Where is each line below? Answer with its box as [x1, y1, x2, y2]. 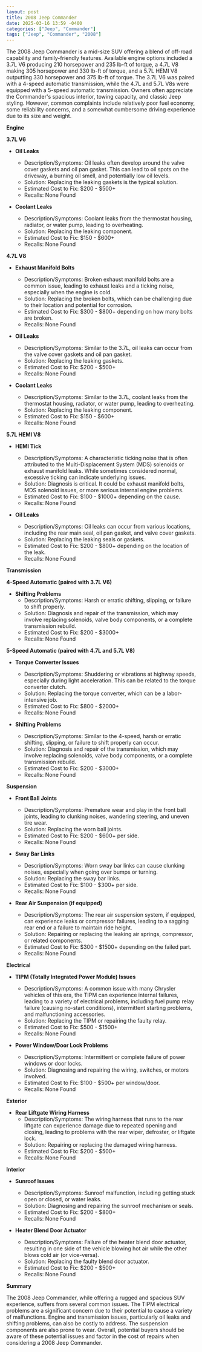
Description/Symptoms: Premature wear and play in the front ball [24, 806, 186, 814]
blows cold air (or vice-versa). [24, 1251, 100, 1259]
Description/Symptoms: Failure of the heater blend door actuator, [24, 1239, 187, 1246]
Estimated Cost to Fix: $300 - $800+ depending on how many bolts [24, 308, 193, 315]
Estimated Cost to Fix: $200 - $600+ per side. [24, 832, 139, 839]
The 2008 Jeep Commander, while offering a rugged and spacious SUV [6, 1294, 185, 1302]
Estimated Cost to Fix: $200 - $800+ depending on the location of [24, 542, 189, 550]
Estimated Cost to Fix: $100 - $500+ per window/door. [24, 1079, 160, 1087]
